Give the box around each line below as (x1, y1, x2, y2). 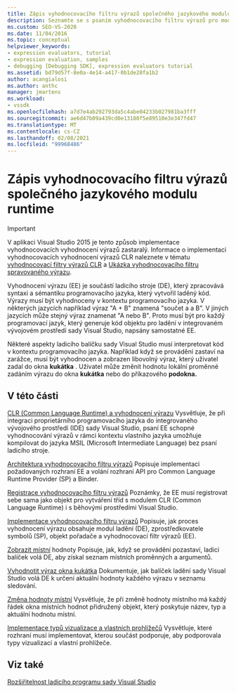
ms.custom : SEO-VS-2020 (7, 23, 77, 30)
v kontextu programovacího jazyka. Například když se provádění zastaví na (7, 347, 225, 356)
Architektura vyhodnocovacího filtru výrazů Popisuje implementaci (7, 460, 200, 468)
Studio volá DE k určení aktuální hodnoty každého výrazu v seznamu (7, 574, 206, 582)
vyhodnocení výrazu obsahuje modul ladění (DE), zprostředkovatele (7, 524, 204, 533)
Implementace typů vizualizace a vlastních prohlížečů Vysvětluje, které (7, 623, 213, 632)
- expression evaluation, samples (7, 56, 109, 63)
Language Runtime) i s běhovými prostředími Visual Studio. (7, 503, 178, 512)
